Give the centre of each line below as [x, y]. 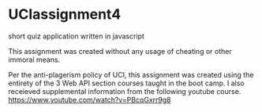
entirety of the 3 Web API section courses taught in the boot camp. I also [126, 83]
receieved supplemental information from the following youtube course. [125, 91]
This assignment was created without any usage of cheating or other [120, 51]
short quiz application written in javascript [76, 36]
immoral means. [34, 60]
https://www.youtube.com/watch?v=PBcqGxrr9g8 [90, 99]
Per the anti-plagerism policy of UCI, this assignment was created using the [131, 74]
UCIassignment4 [65, 14]
